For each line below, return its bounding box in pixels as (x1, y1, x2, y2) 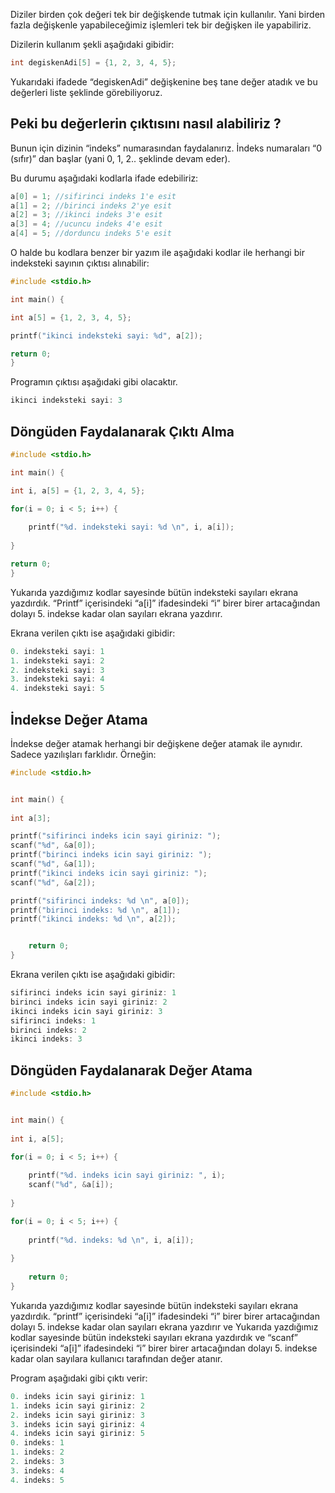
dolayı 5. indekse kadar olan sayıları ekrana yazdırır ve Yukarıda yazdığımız (10, 1320, 319, 1333)
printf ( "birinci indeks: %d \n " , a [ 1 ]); (10, 905, 182, 915)
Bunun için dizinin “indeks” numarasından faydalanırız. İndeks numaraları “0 (10, 142, 323, 154)
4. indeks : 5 (10, 1475, 65, 1485)
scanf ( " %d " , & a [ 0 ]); (10, 840, 97, 851)
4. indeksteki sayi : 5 (10, 684, 105, 694)
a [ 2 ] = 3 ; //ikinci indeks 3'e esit (10, 210, 163, 220)
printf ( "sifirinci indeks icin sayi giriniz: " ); (10, 831, 222, 841)
